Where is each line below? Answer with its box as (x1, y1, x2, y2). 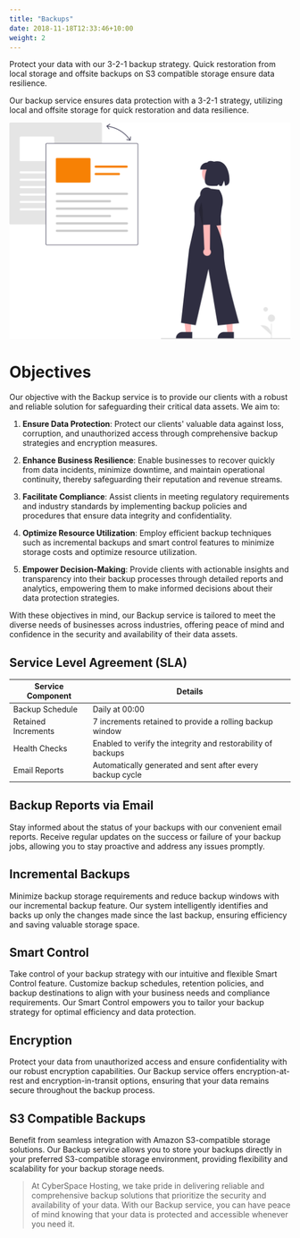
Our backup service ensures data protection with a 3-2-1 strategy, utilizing (9, 95, 283, 107)
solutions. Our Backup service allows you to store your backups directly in (9, 1144, 283, 1155)
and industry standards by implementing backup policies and (21, 501, 247, 512)
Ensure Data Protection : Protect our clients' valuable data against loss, (21, 419, 284, 430)
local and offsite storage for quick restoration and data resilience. (9, 105, 250, 115)
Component (26, 690, 72, 702)
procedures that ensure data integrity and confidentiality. (21, 510, 232, 521)
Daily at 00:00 (92, 704, 146, 714)
